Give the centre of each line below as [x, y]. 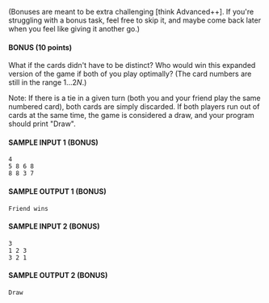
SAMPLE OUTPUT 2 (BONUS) [58, 276]
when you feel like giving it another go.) [74, 29]
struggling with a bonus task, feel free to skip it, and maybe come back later [134, 20]
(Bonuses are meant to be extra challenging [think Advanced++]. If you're [131, 12]
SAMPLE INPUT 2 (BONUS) [54, 226]
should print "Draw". [42, 124]
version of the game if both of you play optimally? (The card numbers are [130, 74]
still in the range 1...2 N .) [48, 82]
